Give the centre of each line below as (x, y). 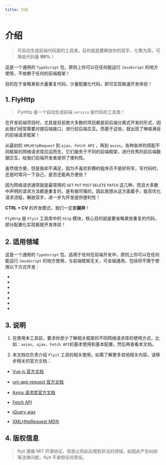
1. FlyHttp (20, 99)
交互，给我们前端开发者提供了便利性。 (48, 158)
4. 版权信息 (22, 438)
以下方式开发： (24, 267)
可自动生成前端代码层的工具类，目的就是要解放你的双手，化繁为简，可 (89, 50)
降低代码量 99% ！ (36, 56)
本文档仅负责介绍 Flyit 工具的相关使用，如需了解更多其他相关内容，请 (84, 355)
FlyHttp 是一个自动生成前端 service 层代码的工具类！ (71, 112)
